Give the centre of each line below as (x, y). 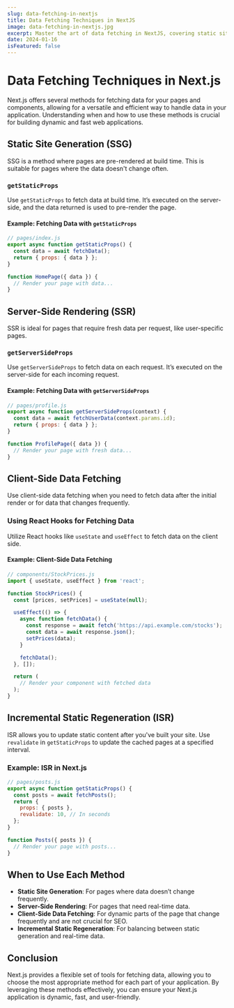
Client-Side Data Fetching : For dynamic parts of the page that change (118, 914)
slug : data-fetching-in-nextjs (53, 14)
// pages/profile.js (37, 406)
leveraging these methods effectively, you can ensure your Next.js (102, 990)
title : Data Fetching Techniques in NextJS (71, 20)
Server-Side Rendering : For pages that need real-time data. (103, 906)
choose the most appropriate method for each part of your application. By (113, 982)
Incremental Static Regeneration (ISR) (91, 718)
